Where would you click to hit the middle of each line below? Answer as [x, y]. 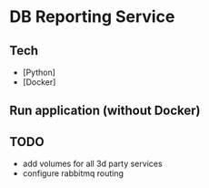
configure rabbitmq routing [73, 173]
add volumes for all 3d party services [92, 164]
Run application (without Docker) [105, 111]
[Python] [39, 72]
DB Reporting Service [92, 17]
